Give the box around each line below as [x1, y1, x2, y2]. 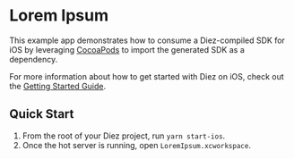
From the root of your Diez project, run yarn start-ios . [22, 130, 226, 141]
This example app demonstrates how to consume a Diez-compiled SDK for [9, 35, 285, 46]
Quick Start [9, 106, 74, 121]
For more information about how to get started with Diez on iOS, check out [9, 71, 284, 81]
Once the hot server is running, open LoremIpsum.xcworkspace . [22, 139, 251, 150]
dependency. [9, 54, 58, 64]
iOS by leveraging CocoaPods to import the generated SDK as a [9, 44, 245, 54]
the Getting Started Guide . [9, 80, 106, 91]
